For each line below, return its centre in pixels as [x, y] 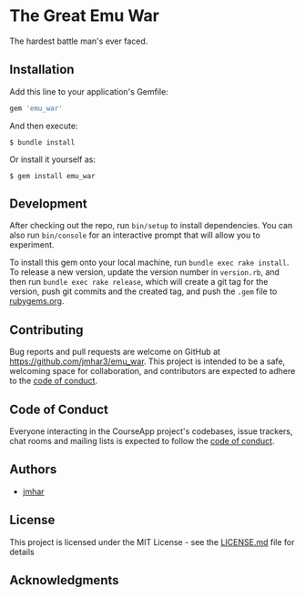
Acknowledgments [65, 580]
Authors [33, 470]
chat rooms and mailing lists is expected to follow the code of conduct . [142, 441]
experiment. [32, 245]
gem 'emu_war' [36, 108]
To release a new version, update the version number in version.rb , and [145, 272]
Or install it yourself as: [52, 159]
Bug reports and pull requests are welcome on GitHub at [115, 352]
